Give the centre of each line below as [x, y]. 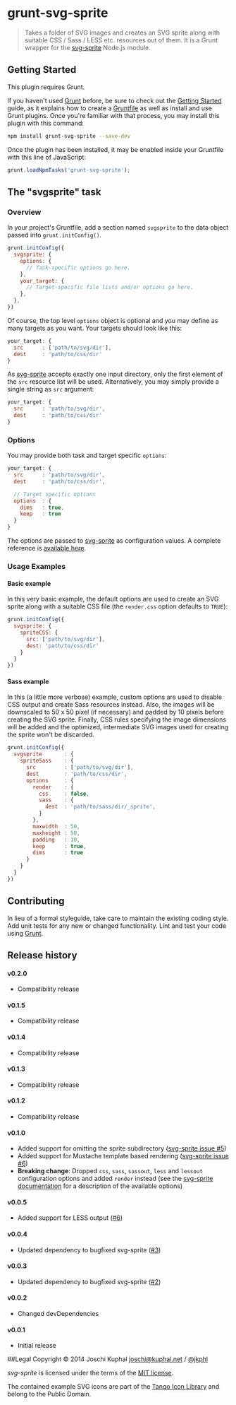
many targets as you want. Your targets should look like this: [94, 328]
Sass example [28, 681]
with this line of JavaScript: [47, 157]
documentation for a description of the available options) [100, 1186]
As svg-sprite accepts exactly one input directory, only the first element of [115, 374]
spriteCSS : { [39, 633]
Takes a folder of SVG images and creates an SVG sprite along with [122, 33]
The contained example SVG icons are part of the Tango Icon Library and [113, 1387]
